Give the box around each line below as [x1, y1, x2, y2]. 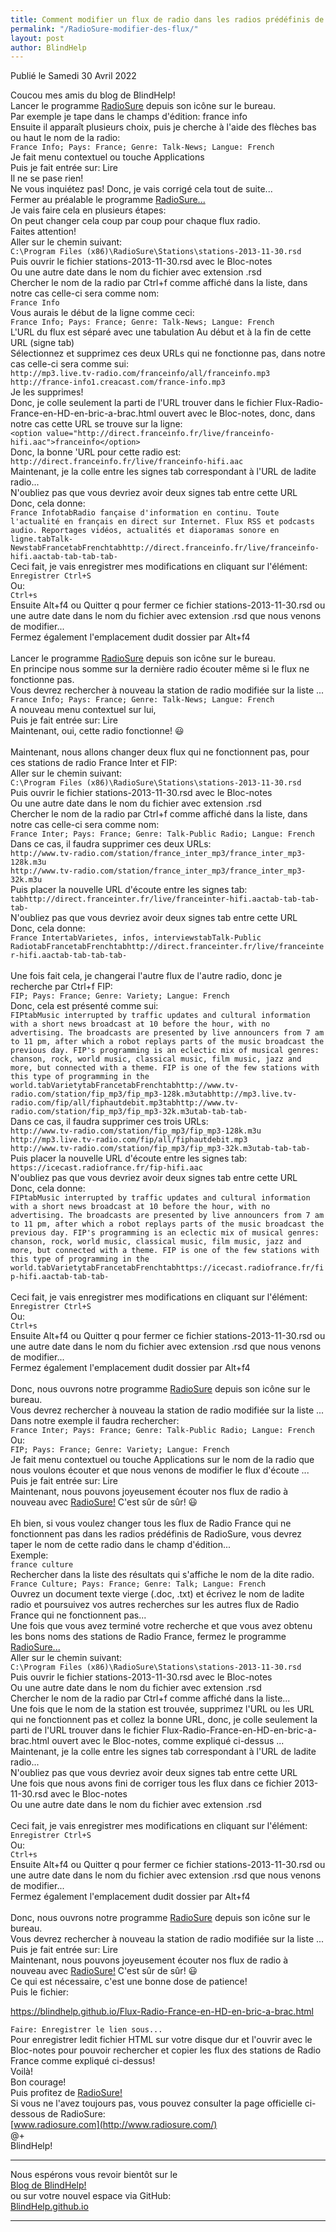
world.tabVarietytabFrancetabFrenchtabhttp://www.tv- [10, 1081, 240, 1091]
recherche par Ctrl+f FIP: [10, 981, 113, 993]
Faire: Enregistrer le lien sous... [10, 2025, 163, 2035]
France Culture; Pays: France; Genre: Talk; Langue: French [10, 1579, 267, 1590]
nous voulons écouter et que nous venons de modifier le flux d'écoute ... [10, 1464, 310, 1476]
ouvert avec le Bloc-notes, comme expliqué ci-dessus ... [51, 1735, 285, 1747]
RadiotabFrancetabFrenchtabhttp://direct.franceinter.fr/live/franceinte [10, 942, 325, 952]
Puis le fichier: [10, 1986, 70, 1998]
